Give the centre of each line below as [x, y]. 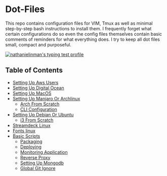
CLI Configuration [38, 109]
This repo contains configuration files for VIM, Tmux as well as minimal [79, 23]
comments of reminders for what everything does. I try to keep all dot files [83, 39]
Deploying [31, 147]
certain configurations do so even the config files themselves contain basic [84, 34]
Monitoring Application [44, 152]
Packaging [31, 141]
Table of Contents [34, 70]
